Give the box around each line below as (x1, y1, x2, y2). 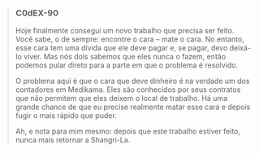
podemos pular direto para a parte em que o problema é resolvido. (15, 60, 239, 70)
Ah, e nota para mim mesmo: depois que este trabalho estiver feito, (15, 126, 241, 137)
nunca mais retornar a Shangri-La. (15, 135, 131, 145)
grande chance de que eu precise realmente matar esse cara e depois (15, 102, 251, 112)
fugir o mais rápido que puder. (15, 111, 117, 120)
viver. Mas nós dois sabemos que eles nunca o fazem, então (23, 52, 227, 62)
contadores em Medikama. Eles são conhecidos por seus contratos (15, 85, 241, 94)
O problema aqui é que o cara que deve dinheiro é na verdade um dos (15, 76, 250, 86)
